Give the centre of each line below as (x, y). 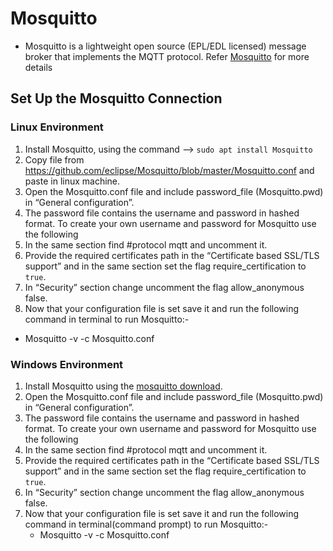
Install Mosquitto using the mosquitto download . (123, 386)
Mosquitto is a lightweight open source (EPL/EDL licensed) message (165, 46)
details (38, 67)
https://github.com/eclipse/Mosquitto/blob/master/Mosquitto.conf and (169, 170)
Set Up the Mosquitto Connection (116, 98)
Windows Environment (67, 364)
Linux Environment (57, 127)
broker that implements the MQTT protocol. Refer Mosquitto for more (167, 56)
